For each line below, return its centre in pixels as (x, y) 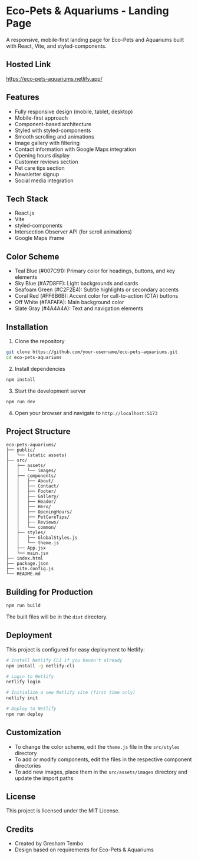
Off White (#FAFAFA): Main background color (69, 302)
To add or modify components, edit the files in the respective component (103, 759)
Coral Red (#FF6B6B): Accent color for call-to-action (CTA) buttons (96, 296)
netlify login (24, 682)
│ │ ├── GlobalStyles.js (42, 538)
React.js (24, 213)
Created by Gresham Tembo (49, 844)
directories (28, 765)
